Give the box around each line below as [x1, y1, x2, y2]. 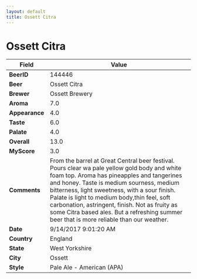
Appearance [9, 109, 45, 117]
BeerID [9, 71, 29, 79]
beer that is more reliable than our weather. [49, 215, 169, 224]
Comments [9, 186, 41, 194]
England [49, 235, 73, 243]
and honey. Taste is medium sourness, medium [49, 179, 180, 187]
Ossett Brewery [49, 89, 93, 98]
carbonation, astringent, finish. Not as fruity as [49, 201, 178, 209]
